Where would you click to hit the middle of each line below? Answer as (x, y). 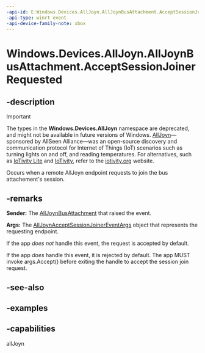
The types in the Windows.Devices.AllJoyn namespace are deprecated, (98, 128)
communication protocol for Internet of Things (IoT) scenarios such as (95, 148)
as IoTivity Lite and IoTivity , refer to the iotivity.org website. (80, 161)
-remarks (24, 198)
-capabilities (31, 329)
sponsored (20, 142)
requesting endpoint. (33, 231)
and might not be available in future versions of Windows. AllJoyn (89, 135)
